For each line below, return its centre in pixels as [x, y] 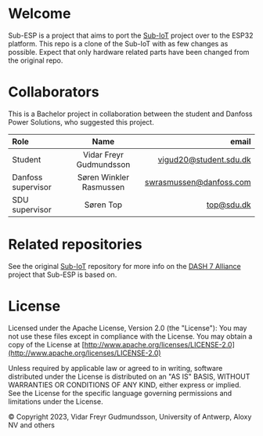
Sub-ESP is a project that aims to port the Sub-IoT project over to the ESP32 [131, 35]
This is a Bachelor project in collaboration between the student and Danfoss [130, 114]
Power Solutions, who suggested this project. [81, 122]
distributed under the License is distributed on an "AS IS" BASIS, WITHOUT [129, 376]
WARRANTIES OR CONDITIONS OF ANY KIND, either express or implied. [124, 384]
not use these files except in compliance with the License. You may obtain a [130, 336]
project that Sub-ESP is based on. [63, 274]
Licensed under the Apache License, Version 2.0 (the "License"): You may [128, 328]
